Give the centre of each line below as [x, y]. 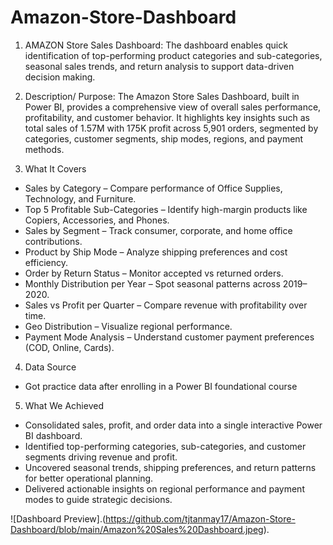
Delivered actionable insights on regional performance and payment [164, 488]
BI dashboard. [53, 435]
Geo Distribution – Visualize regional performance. [128, 326]
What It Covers [55, 168]
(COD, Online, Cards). [69, 347]
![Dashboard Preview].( [58, 518]
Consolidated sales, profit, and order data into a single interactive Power [173, 425]
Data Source [50, 367]
